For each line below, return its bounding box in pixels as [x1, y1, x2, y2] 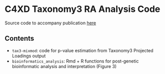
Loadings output [11, 53, 46, 59]
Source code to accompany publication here [4, 20, 96, 26]
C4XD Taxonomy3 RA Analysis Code [4, 3, 160, 15]
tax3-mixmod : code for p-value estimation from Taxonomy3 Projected [11, 47, 153, 53]
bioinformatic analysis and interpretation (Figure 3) [11, 63, 117, 69]
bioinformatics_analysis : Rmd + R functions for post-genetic [11, 58, 139, 64]
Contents [4, 34, 34, 43]
